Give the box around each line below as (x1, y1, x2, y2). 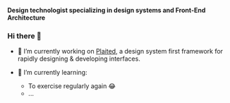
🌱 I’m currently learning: (17, 68, 87, 77)
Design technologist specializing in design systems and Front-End (7, 6, 206, 14)
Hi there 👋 (7, 31, 42, 41)
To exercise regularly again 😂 (28, 82, 116, 90)
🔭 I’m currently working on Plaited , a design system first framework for (17, 47, 224, 56)
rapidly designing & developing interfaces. (17, 54, 141, 63)
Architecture (7, 13, 46, 22)
